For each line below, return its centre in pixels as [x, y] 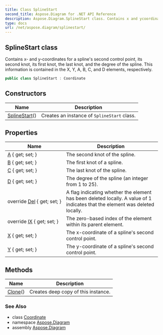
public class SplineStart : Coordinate [45, 78]
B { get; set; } [22, 163]
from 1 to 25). [82, 185]
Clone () [16, 292]
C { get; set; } [22, 170]
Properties [21, 133]
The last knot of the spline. [97, 170]
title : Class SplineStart [31, 9]
